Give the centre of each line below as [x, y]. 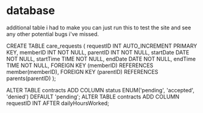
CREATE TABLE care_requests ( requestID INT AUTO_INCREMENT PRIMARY [102, 46]
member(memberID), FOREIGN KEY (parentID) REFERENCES [82, 71]
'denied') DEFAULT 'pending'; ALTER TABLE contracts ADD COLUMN [93, 97]
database [31, 11]
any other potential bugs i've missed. [53, 34]
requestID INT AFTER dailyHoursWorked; [58, 103]
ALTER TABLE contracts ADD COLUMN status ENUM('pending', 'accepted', [101, 90]
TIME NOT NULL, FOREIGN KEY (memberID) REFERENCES [80, 65]
